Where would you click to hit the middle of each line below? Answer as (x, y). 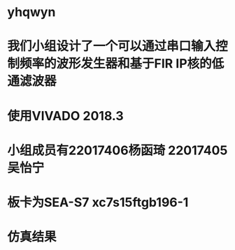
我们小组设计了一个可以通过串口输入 (112, 46)
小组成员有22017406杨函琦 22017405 (117, 150)
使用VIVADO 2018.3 (65, 116)
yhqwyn (31, 12)
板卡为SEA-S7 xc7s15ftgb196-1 (98, 202)
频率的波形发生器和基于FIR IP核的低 (122, 64)
